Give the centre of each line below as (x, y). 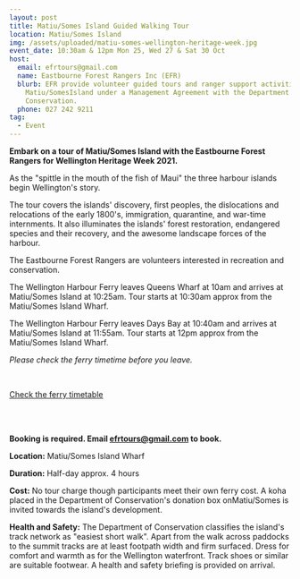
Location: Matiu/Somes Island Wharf (77, 456)
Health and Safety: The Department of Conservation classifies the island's (147, 527)
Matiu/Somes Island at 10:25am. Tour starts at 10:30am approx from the (141, 297)
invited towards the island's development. (86, 510)
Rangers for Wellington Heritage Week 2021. (94, 161)
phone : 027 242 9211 (55, 109)
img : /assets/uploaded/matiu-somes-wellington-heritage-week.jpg (133, 43)
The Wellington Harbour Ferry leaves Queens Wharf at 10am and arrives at (146, 287)
